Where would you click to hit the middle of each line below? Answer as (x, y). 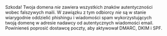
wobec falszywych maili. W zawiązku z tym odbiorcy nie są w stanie (76, 12)
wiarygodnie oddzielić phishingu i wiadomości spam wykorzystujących (78, 18)
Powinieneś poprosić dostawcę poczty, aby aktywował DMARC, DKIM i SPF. (84, 28)
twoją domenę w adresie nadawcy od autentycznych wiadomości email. (79, 23)
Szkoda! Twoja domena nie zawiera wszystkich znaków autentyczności (79, 7)
